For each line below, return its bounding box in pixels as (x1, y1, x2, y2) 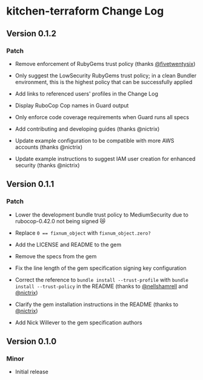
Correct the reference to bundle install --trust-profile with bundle (15, 276, 189, 283)
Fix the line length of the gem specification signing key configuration (15, 264, 187, 272)
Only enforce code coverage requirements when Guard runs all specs (15, 113, 190, 120)
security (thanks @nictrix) (15, 162, 80, 169)
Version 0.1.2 (6, 28, 56, 39)
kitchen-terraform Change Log (6, 4, 164, 18)
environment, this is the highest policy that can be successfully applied (15, 78, 193, 85)
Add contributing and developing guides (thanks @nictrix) (15, 125, 160, 133)
